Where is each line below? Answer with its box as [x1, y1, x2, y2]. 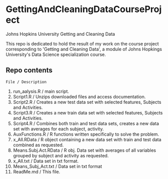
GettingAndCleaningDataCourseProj [6, 4, 162, 15]
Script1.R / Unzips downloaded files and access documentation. [13, 93, 146, 99]
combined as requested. [13, 142, 64, 148]
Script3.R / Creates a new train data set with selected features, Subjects [13, 109, 163, 115]
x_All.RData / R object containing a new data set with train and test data [13, 136, 162, 142]
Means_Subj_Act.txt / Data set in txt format [13, 163, 102, 169]
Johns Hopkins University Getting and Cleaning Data [6, 31, 116, 37]
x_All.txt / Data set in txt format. [13, 158, 79, 164]
